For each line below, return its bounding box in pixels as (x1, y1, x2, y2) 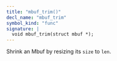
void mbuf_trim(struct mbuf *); (12, 31, 94, 37)
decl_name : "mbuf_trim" (6, 14, 67, 21)
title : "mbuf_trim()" (6, 8, 62, 15)
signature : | (6, 25, 40, 32)
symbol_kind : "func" (6, 20, 59, 26)
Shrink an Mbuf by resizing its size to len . (6, 48, 112, 55)
